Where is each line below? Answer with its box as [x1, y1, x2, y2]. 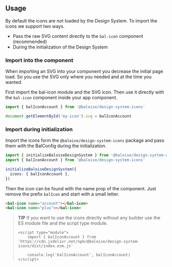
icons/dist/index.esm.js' [17, 243, 73, 249]
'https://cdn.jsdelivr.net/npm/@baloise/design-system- [17, 239, 140, 244]
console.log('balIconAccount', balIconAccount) [27, 253, 131, 258]
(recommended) [12, 38, 47, 44]
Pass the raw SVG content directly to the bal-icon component [12, 33, 143, 39]
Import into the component [5, 56, 73, 63]
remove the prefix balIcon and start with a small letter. [5, 191, 119, 197]
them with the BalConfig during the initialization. [5, 143, 106, 149]
